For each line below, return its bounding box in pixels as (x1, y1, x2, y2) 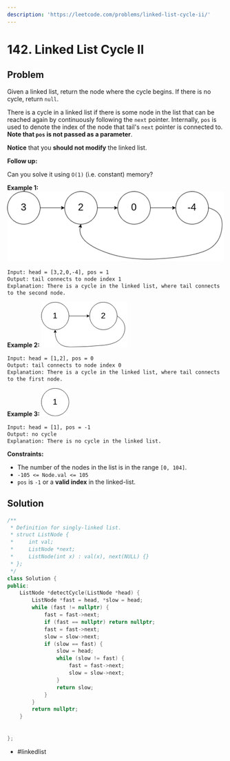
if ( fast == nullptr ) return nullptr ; (43, 618, 156, 625)
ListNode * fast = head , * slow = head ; (32, 597, 143, 604)
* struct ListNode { (10, 531, 70, 538)
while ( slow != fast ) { (56, 655, 125, 662)
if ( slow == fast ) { (43, 640, 103, 647)
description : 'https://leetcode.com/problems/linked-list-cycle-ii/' (7, 11, 211, 18)
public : (7, 582, 30, 589)
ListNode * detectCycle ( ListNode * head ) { (19, 589, 140, 596)
